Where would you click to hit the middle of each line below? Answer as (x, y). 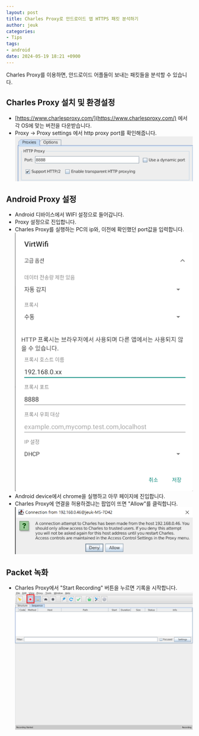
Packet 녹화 (27, 572)
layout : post (22, 12)
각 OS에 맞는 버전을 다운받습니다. (53, 125)
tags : (13, 44)
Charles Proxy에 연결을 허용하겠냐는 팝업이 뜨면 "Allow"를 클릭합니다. (96, 504)
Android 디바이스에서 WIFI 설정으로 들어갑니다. (69, 215)
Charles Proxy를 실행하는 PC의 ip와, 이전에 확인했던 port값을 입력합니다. (99, 230)
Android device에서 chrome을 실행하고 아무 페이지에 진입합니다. (90, 496)
